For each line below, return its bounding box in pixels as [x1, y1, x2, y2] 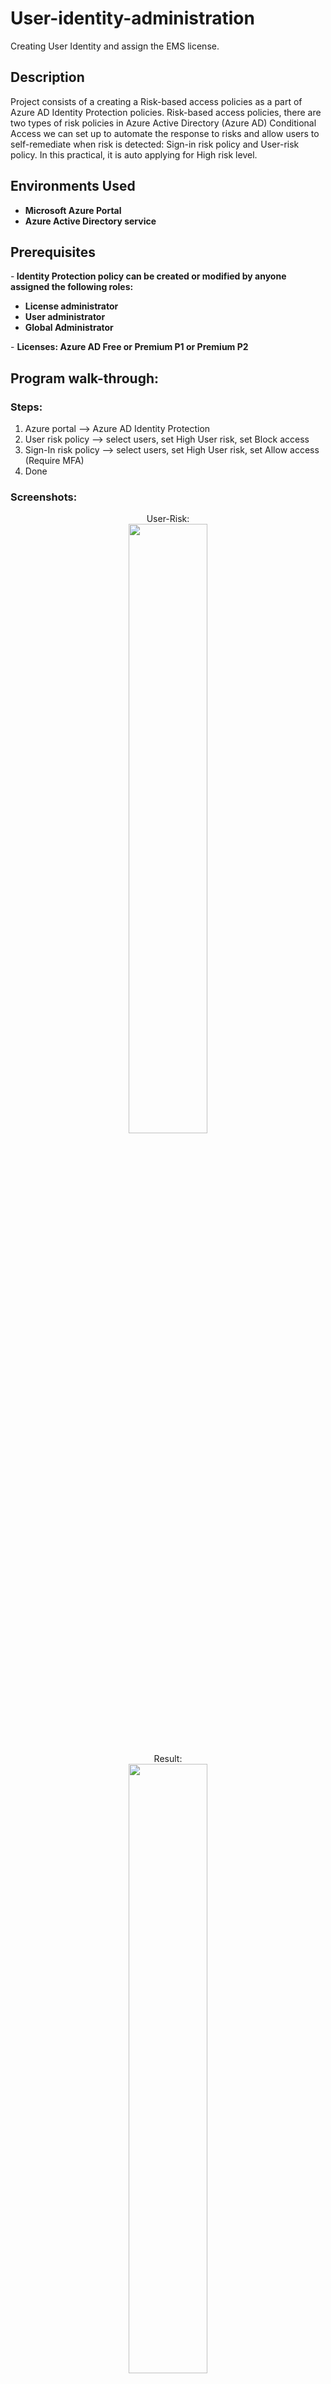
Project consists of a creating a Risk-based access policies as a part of [10, 95, 303, 107]
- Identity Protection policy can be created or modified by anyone [10, 270, 287, 282]
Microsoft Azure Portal [24, 204, 122, 216]
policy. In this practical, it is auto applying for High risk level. [10, 148, 258, 161]
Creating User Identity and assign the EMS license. [10, 40, 220, 52]
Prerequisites [10, 243, 96, 261]
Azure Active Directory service [24, 215, 157, 227]
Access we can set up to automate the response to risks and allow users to [10, 127, 320, 139]
